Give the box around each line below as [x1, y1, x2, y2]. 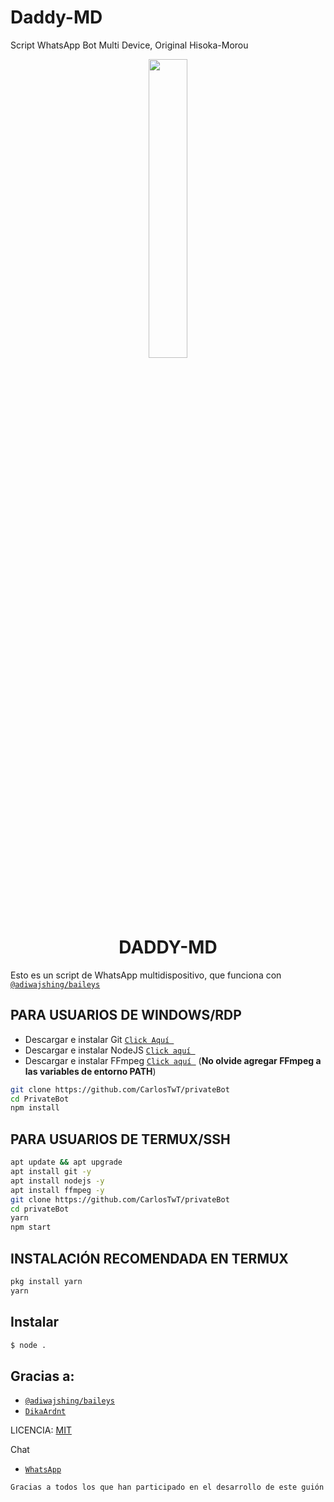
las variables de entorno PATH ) [24, 1065, 157, 1077]
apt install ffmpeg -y [10, 1185, 105, 1195]
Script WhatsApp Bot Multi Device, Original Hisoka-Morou [10, 39, 249, 51]
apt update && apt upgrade [10, 1157, 123, 1168]
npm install [10, 1103, 60, 1113]
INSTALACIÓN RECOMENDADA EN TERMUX [10, 1250, 289, 1267]
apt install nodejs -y [10, 1176, 105, 1186]
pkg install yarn [10, 1276, 83, 1286]
